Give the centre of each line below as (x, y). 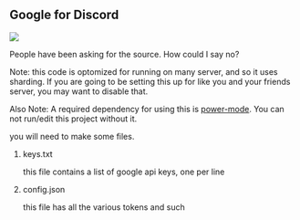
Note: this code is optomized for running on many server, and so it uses (144, 71)
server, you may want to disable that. (79, 91)
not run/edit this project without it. (73, 119)
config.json (44, 189)
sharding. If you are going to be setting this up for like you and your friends (150, 81)
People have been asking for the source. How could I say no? (124, 54)
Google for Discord (64, 15)
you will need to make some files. (72, 136)
